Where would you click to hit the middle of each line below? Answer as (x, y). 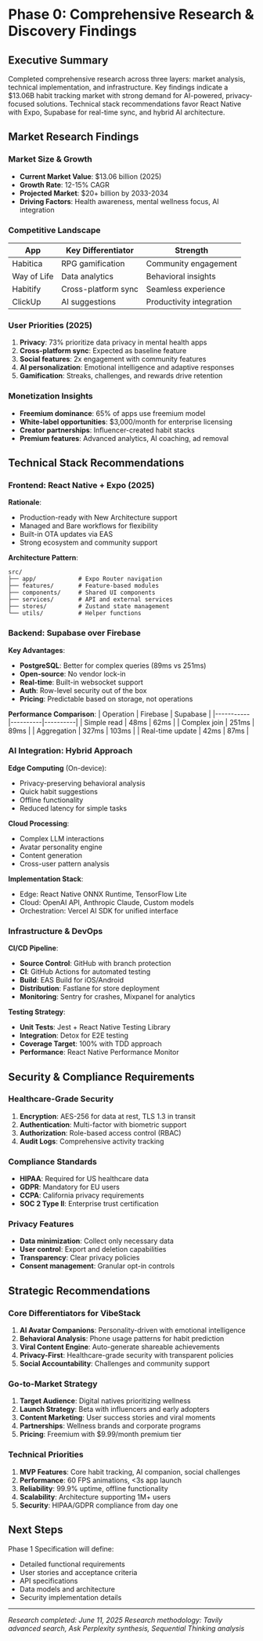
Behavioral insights (181, 276)
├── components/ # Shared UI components (82, 593)
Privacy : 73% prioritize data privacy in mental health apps (113, 342)
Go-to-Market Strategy (53, 1384)
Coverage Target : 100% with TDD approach (90, 1044)
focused (22, 104)
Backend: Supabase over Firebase (74, 633)
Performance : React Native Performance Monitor (99, 1052)
